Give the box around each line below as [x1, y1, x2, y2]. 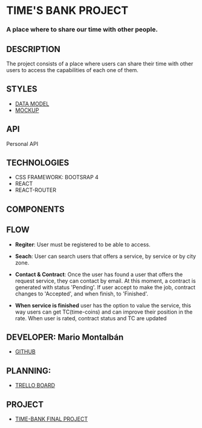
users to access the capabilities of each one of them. [6, 66, 139, 73]
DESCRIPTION [6, 44, 60, 54]
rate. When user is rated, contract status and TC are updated [15, 314, 167, 321]
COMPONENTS [6, 204, 65, 214]
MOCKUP [15, 107, 39, 114]
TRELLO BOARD [15, 382, 56, 389]
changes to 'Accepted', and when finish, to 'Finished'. [15, 290, 149, 297]
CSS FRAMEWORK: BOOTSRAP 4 [15, 174, 99, 181]
